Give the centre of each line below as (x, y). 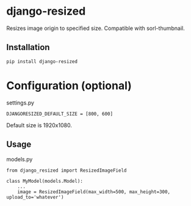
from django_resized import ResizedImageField (67, 170)
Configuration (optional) (69, 85)
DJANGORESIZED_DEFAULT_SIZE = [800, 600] (60, 114)
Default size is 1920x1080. (39, 125)
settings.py (20, 103)
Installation (28, 47)
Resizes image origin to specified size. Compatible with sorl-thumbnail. (95, 28)
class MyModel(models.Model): (45, 181)
